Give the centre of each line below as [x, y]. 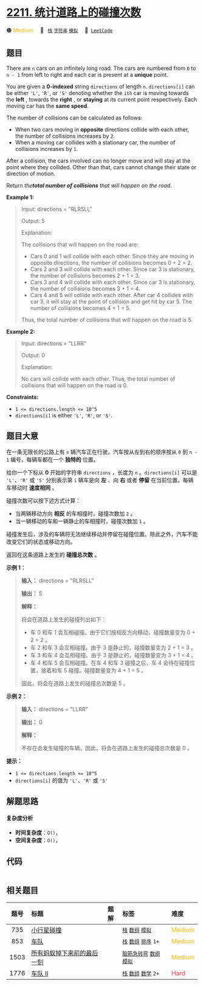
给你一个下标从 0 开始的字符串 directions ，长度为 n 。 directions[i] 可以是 [102, 472]
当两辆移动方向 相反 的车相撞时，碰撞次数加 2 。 [75, 513]
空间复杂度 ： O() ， [38, 840]
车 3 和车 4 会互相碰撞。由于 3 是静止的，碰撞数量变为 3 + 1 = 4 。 [114, 655]
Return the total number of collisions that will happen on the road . [89, 185]
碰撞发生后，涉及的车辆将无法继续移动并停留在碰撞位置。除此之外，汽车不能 [102, 534]
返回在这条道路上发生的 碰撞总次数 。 [53, 554]
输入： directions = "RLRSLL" [57, 580]
